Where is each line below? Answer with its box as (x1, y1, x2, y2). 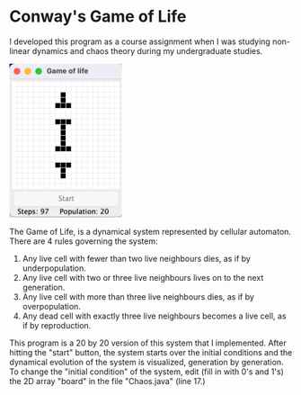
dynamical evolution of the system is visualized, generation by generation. (9, 357, 285, 367)
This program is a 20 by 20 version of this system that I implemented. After (9, 337, 287, 348)
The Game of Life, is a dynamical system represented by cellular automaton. (9, 227, 292, 237)
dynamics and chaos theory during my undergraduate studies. (31, 45, 263, 56)
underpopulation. (22, 263, 87, 274)
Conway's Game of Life (9, 6, 187, 27)
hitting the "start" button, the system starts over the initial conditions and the (9, 347, 293, 357)
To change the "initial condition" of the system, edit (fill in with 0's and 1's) (9, 366, 285, 377)
